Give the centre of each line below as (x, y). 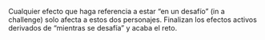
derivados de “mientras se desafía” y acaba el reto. (93, 28)
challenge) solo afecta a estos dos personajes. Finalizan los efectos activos (133, 20)
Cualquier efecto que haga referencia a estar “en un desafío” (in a (117, 11)
